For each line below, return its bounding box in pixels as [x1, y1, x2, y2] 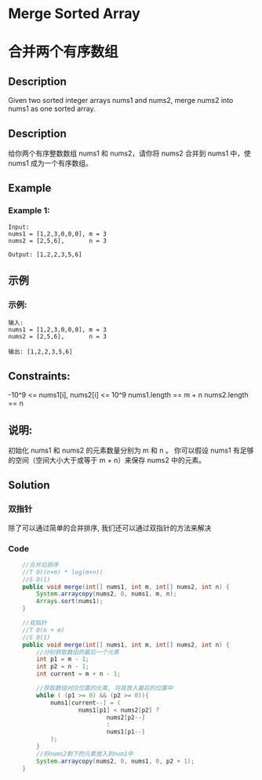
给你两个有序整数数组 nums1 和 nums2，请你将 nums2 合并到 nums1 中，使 [8, 148, 251, 158]
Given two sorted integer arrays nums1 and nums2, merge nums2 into [8, 96, 234, 105]
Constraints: [8, 369, 71, 383]
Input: [8, 223, 30, 231]
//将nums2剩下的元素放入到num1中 [36, 749, 133, 758]
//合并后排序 [22, 561, 59, 569]
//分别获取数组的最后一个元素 [36, 648, 120, 656]
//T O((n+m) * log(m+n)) [22, 568, 104, 576]
